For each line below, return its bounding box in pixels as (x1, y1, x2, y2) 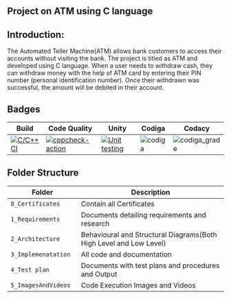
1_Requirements (10, 215, 60, 223)
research (80, 219, 110, 228)
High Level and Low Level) (80, 238, 166, 248)
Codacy (184, 123, 210, 133)
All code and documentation (80, 250, 172, 259)
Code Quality (47, 123, 93, 133)
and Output (80, 269, 118, 278)
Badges (7, 103, 41, 115)
